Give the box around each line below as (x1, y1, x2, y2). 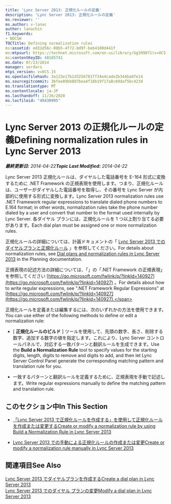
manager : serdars (5, 64, 42, 70)
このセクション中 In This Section (5, 402, 108, 411)
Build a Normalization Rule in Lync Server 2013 (12, 429, 112, 435)
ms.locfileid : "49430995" (5, 98, 60, 103)
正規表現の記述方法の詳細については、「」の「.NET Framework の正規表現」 (5, 267, 165, 273)
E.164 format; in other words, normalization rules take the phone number (5, 204, 158, 210)
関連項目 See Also (5, 461, 61, 470)
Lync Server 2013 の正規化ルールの (5, 121, 155, 133)
